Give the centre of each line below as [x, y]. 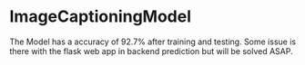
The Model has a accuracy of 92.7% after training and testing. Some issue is [153, 42]
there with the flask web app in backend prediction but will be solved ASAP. [151, 51]
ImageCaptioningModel [100, 17]
